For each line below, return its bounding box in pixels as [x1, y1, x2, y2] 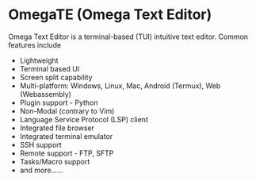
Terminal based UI [19, 64, 80, 73]
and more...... [19, 165, 63, 175]
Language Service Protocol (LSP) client [19, 114, 148, 124]
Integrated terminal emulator [19, 131, 113, 141]
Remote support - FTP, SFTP [19, 148, 114, 158]
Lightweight [19, 56, 59, 65]
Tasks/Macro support [19, 156, 90, 166]
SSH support [19, 140, 62, 149]
